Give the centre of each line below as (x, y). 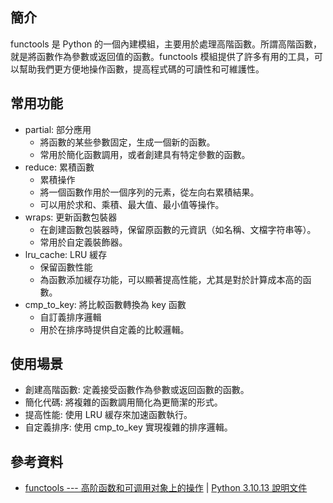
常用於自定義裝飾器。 (83, 242)
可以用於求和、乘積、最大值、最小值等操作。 (132, 204)
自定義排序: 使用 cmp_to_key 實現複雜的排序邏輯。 (128, 427)
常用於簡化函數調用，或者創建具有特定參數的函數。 (145, 154)
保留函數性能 (66, 267)
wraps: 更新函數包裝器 (71, 217)
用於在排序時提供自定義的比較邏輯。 (114, 329)
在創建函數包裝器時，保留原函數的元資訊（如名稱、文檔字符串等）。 (178, 229)
